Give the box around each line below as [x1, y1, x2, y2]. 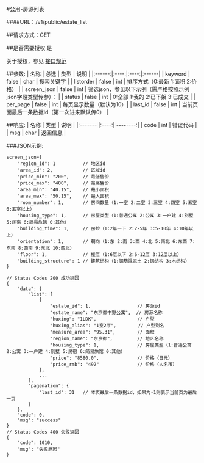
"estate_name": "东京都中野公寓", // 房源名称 [49, 310, 163, 316]
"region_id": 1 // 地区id [17, 161, 106, 167]
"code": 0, [17, 412, 45, 418]
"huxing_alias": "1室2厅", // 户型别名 [49, 323, 164, 329]
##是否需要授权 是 [6, 45, 52, 51]
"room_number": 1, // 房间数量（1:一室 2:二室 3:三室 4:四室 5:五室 [17, 200, 197, 206]
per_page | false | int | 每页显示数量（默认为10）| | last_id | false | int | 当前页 [6, 101, 199, 108]
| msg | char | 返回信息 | [6, 129, 66, 136]
